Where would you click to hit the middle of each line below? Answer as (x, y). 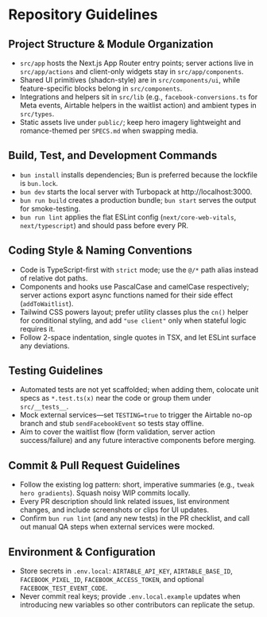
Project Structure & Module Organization (111, 44)
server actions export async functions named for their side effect (126, 295)
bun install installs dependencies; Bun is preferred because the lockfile (139, 175)
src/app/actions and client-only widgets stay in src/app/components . (132, 72)
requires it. (37, 328)
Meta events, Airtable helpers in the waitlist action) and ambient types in (138, 105)
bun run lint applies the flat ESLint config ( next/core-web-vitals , (128, 217)
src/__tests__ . (44, 406)
